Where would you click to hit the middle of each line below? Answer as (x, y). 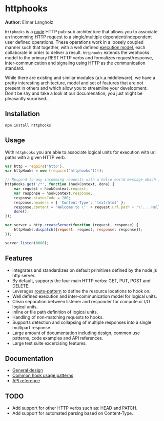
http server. (24, 275)
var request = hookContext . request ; (51, 189)
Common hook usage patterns (43, 375)
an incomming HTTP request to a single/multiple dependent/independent (79, 37)
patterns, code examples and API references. (58, 338)
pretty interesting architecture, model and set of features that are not (74, 83)
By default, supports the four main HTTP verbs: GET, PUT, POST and (81, 281)
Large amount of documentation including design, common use (76, 333)
